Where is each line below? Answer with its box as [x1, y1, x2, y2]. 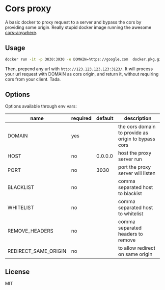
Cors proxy [5, 3, 52, 14]
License [5, 267, 30, 276]
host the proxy [118, 150, 152, 157]
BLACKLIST [7, 184, 34, 191]
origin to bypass [118, 135, 156, 142]
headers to [118, 231, 143, 237]
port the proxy [118, 164, 151, 171]
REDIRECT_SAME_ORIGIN [7, 248, 67, 255]
